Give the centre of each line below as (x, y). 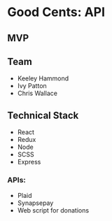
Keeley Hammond (43, 78)
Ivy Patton (32, 86)
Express (29, 162)
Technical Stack (43, 115)
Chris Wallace (37, 93)
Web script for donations (53, 210)
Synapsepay (35, 203)
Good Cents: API (56, 12)
